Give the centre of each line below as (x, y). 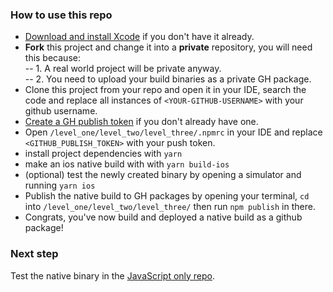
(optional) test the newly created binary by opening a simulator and (163, 175)
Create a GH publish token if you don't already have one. (141, 122)
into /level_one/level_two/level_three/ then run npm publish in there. (170, 207)
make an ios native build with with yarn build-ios (127, 164)
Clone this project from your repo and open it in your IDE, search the (165, 90)
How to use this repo (61, 15)
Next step (34, 254)
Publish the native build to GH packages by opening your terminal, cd (167, 196)
